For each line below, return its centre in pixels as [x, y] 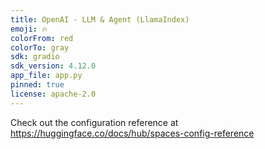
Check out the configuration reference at [94, 122]
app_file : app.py [46, 76]
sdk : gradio [35, 57]
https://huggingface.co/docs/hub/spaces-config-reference [132, 133]
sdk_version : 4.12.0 [53, 66]
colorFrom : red [42, 38]
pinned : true [37, 85]
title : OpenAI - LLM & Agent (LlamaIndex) [100, 19]
